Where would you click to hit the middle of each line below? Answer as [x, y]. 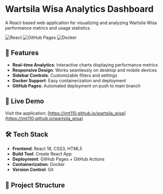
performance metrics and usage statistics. [48, 28]
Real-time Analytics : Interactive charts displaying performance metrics [85, 65]
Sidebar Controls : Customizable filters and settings [65, 75]
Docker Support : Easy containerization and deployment [69, 80]
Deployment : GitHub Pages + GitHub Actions [58, 159]
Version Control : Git [33, 170]
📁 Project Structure [35, 185]
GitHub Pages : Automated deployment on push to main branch [76, 86]
